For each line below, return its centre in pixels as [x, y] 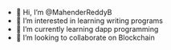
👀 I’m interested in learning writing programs [89, 21]
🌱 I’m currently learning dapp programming [87, 29]
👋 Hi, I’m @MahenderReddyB [64, 12]
